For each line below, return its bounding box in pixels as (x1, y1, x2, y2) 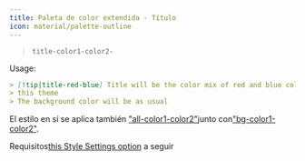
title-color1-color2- (31, 46, 113, 55)
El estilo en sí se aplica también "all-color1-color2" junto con (9, 114, 233, 125)
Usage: (9, 63, 36, 74)
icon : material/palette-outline (9, 22, 132, 31)
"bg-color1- (231, 114, 276, 125)
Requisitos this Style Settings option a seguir (9, 141, 174, 152)
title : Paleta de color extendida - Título (9, 13, 177, 23)
